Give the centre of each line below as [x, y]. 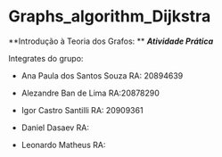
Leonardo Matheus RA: [63, 145]
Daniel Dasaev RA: [55, 128]
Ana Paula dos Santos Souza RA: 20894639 [102, 75]
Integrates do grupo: [46, 58]
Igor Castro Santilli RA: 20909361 [82, 110]
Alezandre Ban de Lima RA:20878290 [90, 93]
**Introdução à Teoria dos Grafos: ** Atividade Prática [111, 41]
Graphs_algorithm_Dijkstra [110, 17]
